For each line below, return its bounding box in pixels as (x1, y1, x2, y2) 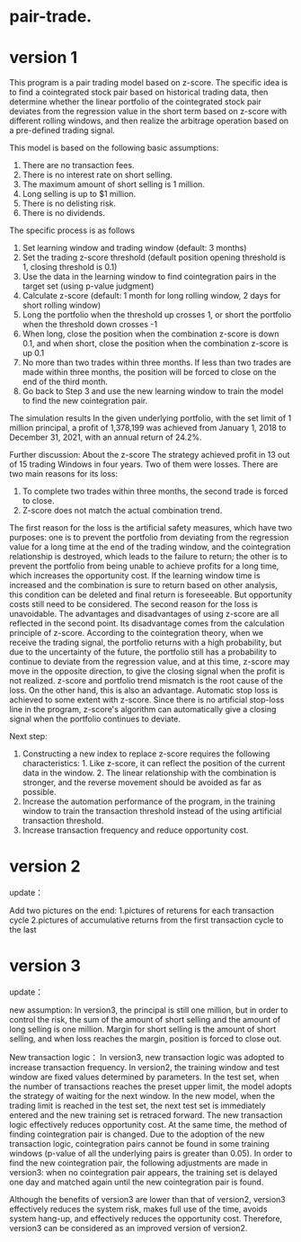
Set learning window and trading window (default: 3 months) (22, 243, 247, 254)
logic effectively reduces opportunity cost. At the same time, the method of (9, 1120, 288, 1130)
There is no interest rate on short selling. (22, 169, 173, 181)
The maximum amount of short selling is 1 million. (22, 179, 205, 190)
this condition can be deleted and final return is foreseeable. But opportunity (9, 589, 293, 600)
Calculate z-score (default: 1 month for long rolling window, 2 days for (22, 290, 281, 301)
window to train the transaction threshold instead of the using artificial (22, 806, 282, 817)
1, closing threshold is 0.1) (22, 262, 118, 273)
